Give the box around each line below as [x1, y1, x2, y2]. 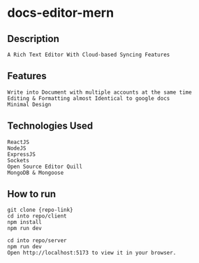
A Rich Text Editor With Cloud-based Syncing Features [7, 51, 170, 58]
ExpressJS [7, 150, 36, 158]
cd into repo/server [7, 237, 68, 244]
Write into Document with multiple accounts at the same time [7, 89, 192, 96]
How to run [7, 188, 57, 200]
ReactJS [7, 138, 30, 145]
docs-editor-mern [7, 5, 114, 21]
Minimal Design [7, 101, 52, 108]
